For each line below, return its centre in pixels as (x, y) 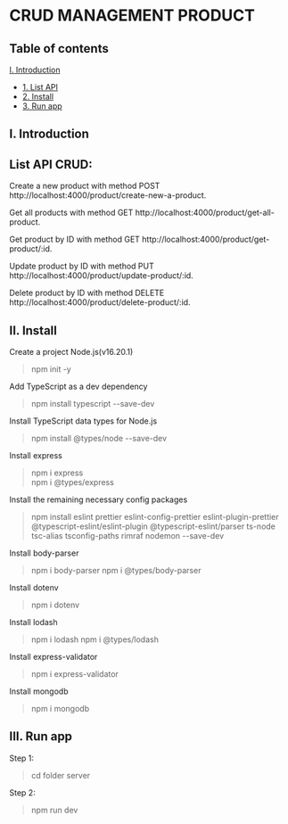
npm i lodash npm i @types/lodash (95, 639)
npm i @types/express (72, 482)
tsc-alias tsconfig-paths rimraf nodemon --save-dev (128, 536)
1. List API (40, 87)
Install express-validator (53, 657)
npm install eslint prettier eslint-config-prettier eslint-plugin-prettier (155, 517)
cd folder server (61, 775)
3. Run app (42, 106)
